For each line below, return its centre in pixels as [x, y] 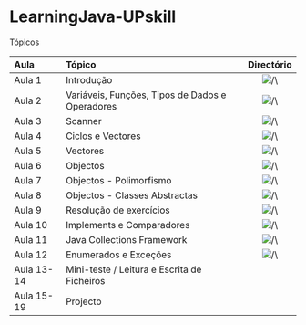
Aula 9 [28, 210]
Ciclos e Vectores [103, 136]
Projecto [83, 301]
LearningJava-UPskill [93, 17]
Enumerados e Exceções [118, 255]
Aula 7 [28, 180]
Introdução [89, 79]
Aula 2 [28, 100]
